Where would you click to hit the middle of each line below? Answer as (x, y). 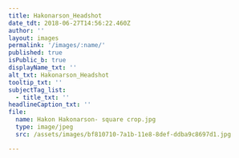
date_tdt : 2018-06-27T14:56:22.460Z (69, 23)
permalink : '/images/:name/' (57, 45)
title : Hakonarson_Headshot (55, 16)
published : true (35, 53)
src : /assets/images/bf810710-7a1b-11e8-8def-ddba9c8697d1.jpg (123, 134)
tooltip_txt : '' (35, 82)
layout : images (34, 38)
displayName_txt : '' (43, 68)
